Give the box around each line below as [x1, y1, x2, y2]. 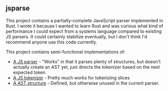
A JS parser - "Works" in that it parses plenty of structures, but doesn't [13, 58, 161, 65]
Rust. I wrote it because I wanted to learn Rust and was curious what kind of [6, 23, 163, 29]
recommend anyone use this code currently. [6, 39, 98, 45]
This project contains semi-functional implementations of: [6, 49, 126, 55]
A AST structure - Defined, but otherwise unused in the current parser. [13, 80, 160, 86]
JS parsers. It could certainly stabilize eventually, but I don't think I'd [6, 33, 147, 39]
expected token [13, 69, 46, 75]
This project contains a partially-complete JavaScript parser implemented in [6, 17, 163, 23]
